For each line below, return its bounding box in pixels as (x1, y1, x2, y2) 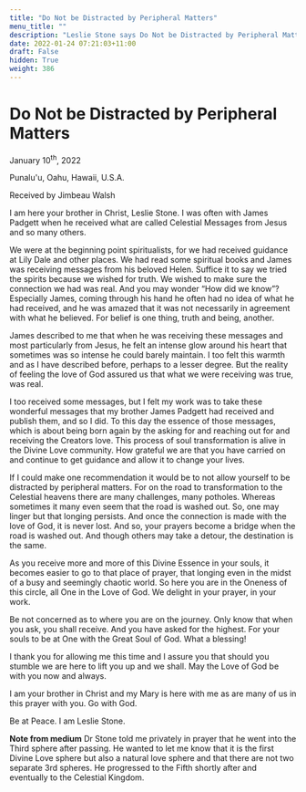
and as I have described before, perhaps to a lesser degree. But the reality (9, 360, 289, 370)
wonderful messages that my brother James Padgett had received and (9, 406, 275, 417)
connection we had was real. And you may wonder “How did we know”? (9, 284, 280, 295)
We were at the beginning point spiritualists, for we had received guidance (9, 245, 289, 255)
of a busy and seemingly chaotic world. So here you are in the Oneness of (9, 577, 288, 589)
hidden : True (9, 56, 59, 65)
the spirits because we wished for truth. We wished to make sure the (9, 274, 267, 285)
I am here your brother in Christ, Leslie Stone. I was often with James (9, 207, 269, 219)
